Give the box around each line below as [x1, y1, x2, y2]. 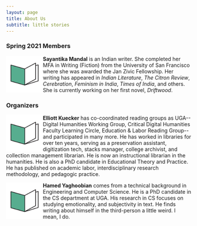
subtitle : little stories [6, 22, 69, 28]
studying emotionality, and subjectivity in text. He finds [43, 200, 176, 208]
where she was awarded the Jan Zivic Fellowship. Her [43, 68, 174, 75]
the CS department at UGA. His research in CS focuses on [43, 194, 184, 201]
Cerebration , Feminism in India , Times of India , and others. [43, 80, 185, 87]
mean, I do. [43, 213, 71, 220]
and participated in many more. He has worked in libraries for [43, 133, 192, 140]
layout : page [6, 9, 38, 15]
